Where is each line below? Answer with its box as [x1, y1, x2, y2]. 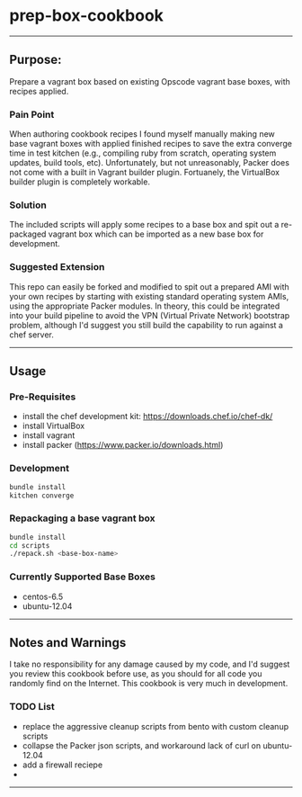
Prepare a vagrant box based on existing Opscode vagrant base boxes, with [9, 76, 290, 86]
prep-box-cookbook [9, 5, 164, 26]
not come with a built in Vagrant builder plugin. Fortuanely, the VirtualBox [9, 167, 280, 178]
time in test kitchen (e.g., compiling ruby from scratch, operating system [9, 148, 277, 158]
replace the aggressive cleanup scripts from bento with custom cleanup [22, 721, 289, 731]
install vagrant [22, 430, 75, 441]
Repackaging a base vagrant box [9, 512, 155, 524]
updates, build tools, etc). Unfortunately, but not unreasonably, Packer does [9, 157, 290, 168]
